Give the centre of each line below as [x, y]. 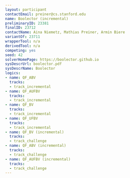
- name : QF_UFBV [21, 118]
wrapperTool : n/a [23, 41]
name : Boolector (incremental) [37, 19]
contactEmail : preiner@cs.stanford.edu [46, 14]
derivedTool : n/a [23, 46]
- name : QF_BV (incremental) [35, 132]
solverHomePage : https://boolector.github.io [52, 59]
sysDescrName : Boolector [30, 69]
